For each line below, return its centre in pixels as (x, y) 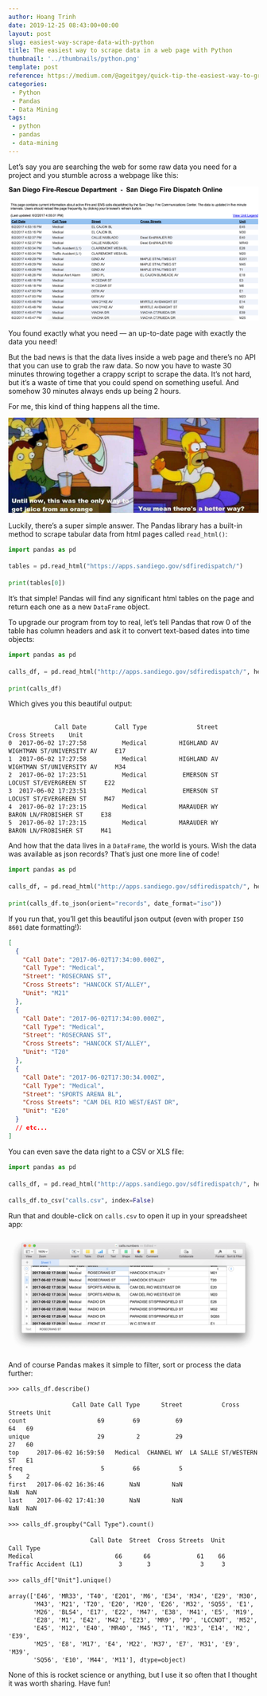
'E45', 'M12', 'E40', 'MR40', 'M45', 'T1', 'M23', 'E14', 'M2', (141, 1628)
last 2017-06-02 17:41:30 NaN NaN (95, 1500)
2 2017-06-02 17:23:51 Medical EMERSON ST (113, 775)
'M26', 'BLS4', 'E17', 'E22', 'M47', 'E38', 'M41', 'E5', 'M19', (143, 1612)
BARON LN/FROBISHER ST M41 (60, 831)
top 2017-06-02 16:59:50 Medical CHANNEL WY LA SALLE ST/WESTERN (133, 1452)
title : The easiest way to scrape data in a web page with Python (120, 51)
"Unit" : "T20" (46, 1053)
